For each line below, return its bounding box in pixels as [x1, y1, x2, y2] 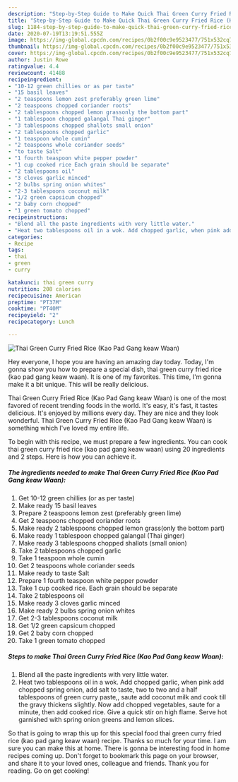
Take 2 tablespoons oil [18, 591, 84, 600]
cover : [8, 50, 28, 57]
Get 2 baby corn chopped [18, 629, 94, 637]
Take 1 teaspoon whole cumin [18, 553, 105, 562]
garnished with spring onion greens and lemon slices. [18, 715, 174, 723]
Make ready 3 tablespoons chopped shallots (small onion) [18, 539, 188, 547]
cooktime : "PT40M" [8, 305, 62, 313]
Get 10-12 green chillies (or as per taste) [18, 493, 135, 502]
